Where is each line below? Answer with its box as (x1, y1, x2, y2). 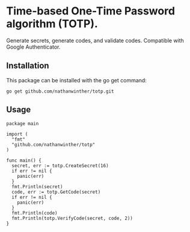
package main (6, 120, 39, 127)
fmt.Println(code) (11, 210, 58, 216)
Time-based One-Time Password (6, 4, 176, 18)
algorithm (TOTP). (6, 17, 98, 31)
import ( (6, 131, 28, 137)
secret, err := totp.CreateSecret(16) (11, 162, 109, 169)
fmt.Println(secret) (11, 183, 63, 190)
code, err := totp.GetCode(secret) (11, 189, 101, 195)
